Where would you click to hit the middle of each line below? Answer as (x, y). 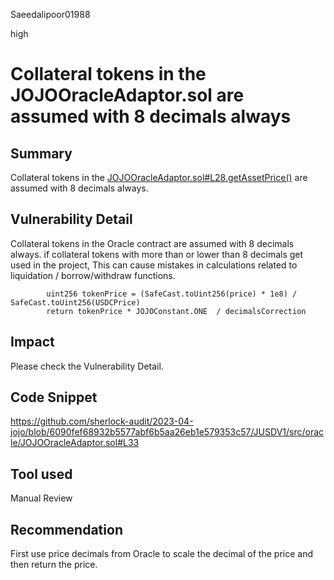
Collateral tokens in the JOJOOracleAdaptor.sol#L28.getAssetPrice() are (159, 177)
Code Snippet (54, 397)
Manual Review (41, 498)
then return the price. (54, 565)
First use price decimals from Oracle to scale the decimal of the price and (162, 554)
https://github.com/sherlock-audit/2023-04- (102, 421)
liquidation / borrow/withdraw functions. (93, 275)
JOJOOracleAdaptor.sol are (127, 95)
